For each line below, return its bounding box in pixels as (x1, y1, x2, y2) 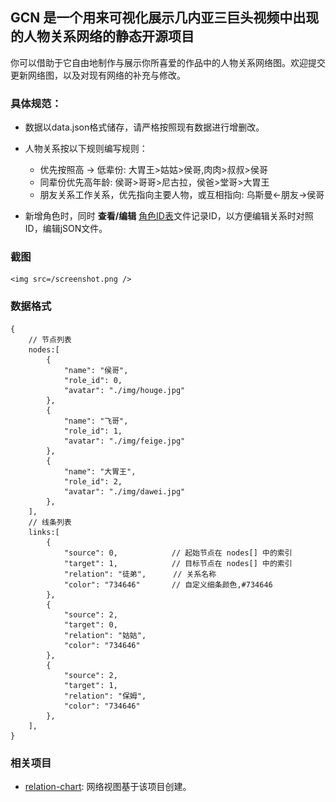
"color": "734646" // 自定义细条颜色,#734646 (63, 579, 273, 590)
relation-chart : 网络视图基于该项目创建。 (24, 781, 192, 792)
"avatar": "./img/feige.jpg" (63, 436, 186, 446)
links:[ (28, 527, 60, 537)
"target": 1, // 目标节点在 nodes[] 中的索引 (63, 558, 293, 568)
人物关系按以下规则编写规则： (24, 143, 148, 155)
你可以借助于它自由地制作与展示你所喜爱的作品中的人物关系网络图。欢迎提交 (10, 56, 326, 68)
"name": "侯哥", (63, 365, 129, 375)
